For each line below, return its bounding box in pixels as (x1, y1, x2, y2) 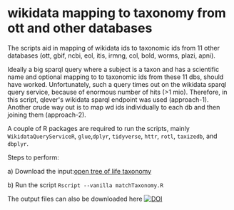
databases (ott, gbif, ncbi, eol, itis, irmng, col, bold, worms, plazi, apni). (7, 51, 216, 60)
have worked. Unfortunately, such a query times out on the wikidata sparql (7, 80, 227, 88)
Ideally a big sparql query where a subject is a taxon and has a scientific (7, 65, 220, 73)
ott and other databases (7, 20, 153, 36)
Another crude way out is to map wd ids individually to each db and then (7, 103, 220, 111)
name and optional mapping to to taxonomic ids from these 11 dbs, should (7, 73, 224, 81)
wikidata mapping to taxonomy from (7, 5, 226, 21)
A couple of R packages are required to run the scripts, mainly (7, 124, 190, 132)
